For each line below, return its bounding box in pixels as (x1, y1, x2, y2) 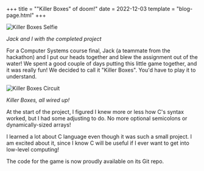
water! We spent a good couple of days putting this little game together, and (6, 60, 197, 67)
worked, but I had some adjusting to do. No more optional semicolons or (6, 115, 188, 122)
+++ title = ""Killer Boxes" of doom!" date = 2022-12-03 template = (6, 5, 175, 12)
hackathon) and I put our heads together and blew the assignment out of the (6, 54, 198, 60)
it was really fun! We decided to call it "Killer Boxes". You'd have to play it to (6, 66, 196, 74)
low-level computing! (6, 146, 60, 153)
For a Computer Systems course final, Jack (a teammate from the (6, 47, 171, 54)
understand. (6, 73, 37, 80)
